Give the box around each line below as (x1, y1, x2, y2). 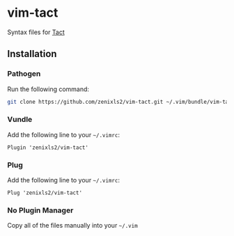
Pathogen (7, 69, 41, 79)
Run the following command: (7, 85, 89, 93)
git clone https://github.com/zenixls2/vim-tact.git (7, 98, 164, 105)
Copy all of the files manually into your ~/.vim (7, 221, 138, 230)
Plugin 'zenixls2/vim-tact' (7, 144, 89, 151)
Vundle (7, 115, 33, 125)
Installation (7, 48, 57, 60)
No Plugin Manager (7, 205, 74, 215)
